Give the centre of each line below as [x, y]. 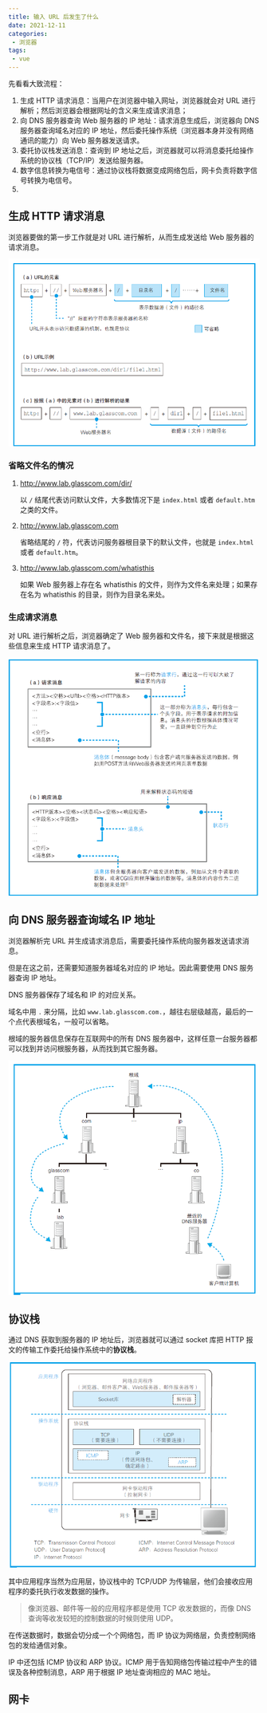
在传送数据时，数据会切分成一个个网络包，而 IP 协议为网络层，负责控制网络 [132, 1635]
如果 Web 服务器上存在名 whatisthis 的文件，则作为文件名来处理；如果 [135, 585]
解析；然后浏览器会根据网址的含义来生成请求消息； [104, 110]
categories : [28, 33]
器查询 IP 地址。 [35, 978]
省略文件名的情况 [41, 465]
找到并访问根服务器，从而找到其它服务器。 [92, 1048]
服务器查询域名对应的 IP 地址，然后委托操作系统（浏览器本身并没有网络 [137, 130]
